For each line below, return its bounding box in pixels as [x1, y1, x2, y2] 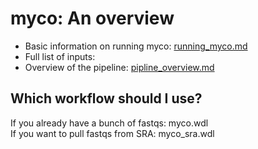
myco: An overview [10, 7, 175, 30]
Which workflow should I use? [10, 90, 203, 107]
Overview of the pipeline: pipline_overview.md [24, 61, 215, 73]
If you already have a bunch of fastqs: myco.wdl [10, 117, 209, 129]
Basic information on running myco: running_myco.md [24, 40, 248, 52]
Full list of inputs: [24, 50, 96, 62]
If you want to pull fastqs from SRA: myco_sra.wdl [10, 127, 215, 139]
